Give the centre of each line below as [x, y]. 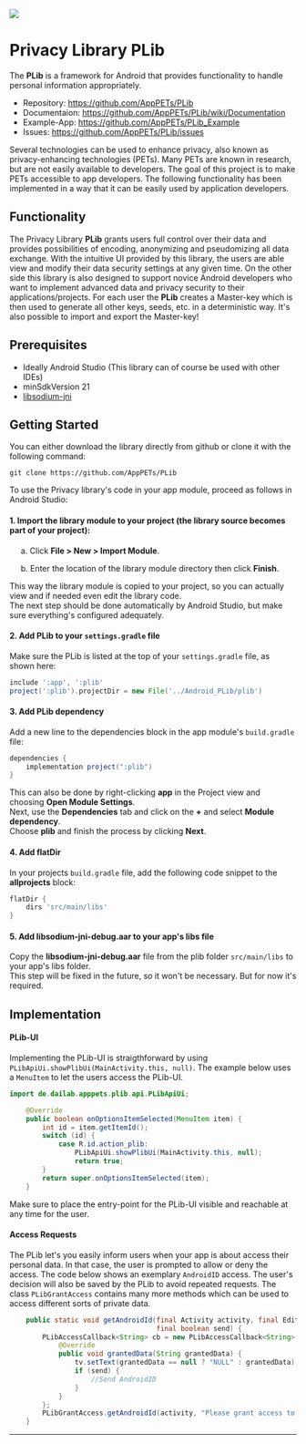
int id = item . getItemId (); [95, 1127]
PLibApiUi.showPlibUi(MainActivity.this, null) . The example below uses [150, 1068]
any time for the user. [49, 1213]
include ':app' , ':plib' [56, 682]
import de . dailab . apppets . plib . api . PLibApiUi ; [99, 1094]
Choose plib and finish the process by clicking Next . [108, 831]
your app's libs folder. [50, 966]
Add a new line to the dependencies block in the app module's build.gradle [152, 732]
